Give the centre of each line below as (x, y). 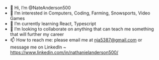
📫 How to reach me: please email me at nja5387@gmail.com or (76, 40)
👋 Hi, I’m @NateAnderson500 (41, 8)
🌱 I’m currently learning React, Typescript (53, 23)
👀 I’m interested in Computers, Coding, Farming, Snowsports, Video (80, 13)
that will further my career (37, 34)
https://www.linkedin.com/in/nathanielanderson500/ (64, 52)
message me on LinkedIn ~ (38, 47)
